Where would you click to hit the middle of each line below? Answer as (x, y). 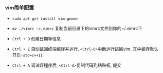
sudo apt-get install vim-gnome (45, 19)
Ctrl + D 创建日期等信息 (36, 39)
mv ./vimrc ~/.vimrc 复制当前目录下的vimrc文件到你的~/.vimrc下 (77, 29)
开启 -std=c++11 (27, 55)
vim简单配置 (19, 7)
